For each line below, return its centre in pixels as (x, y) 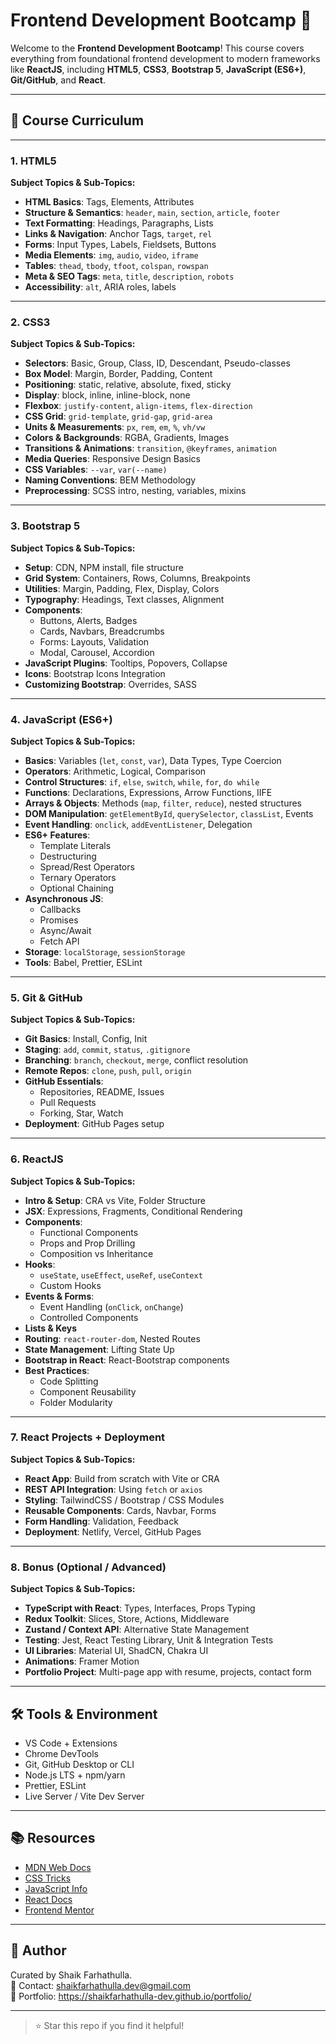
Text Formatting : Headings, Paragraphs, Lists (119, 223)
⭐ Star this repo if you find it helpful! (109, 2025)
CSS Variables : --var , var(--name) (96, 470)
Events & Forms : (59, 1296)
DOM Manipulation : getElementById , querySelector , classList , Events (169, 813)
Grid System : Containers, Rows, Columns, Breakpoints (137, 578)
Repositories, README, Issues (102, 1092)
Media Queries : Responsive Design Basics (112, 459)
